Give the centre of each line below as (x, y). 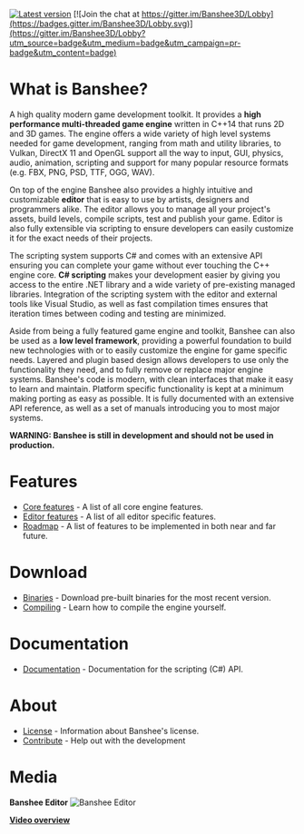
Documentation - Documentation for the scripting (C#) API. (132, 669)
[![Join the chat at (106, 14)
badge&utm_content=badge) (63, 53)
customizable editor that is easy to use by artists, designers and (129, 199)
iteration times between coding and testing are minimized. (118, 313)
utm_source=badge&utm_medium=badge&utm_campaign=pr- (125, 43)
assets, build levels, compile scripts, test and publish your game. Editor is (146, 219)
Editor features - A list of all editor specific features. (119, 516)
